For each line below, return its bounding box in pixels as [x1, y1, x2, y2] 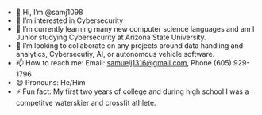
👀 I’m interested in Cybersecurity [15, 16, 124, 25]
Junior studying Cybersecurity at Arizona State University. [15, 32, 206, 42]
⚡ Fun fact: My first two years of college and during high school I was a [15, 87, 249, 96]
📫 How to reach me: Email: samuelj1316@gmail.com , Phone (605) [15, 58, 232, 67]
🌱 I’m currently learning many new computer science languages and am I [15, 24, 255, 33]
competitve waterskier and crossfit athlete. [15, 98, 156, 107]
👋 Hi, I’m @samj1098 [15, 8, 83, 17]
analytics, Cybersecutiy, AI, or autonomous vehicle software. [15, 50, 215, 58]
